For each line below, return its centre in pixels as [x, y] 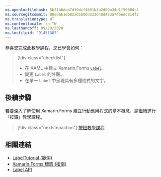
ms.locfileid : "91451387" [32, 33]
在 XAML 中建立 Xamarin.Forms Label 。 [65, 68]
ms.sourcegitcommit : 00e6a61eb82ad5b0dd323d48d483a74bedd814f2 [72, 14]
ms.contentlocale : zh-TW [31, 24]
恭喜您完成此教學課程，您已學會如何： [44, 48]
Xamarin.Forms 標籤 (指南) [39, 164]
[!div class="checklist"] [41, 58]
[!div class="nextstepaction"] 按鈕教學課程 [61, 127]
